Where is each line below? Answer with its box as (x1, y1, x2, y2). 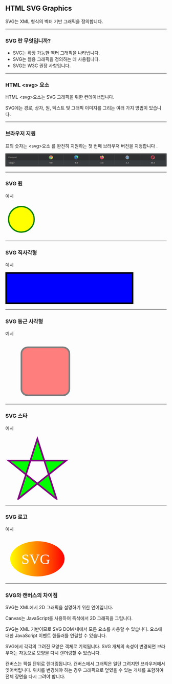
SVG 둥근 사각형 (5, 318, 44, 325)
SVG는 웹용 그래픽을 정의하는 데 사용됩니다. (12, 56, 100, 62)
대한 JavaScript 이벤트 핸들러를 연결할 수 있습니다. (5, 632, 107, 639)
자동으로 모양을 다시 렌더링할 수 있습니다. (18, 650, 101, 656)
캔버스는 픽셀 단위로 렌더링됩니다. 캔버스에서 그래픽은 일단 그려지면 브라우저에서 (5, 660, 165, 667)
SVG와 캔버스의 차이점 (5, 591, 58, 598)
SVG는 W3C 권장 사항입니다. (12, 62, 71, 69)
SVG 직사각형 (5, 249, 37, 256)
